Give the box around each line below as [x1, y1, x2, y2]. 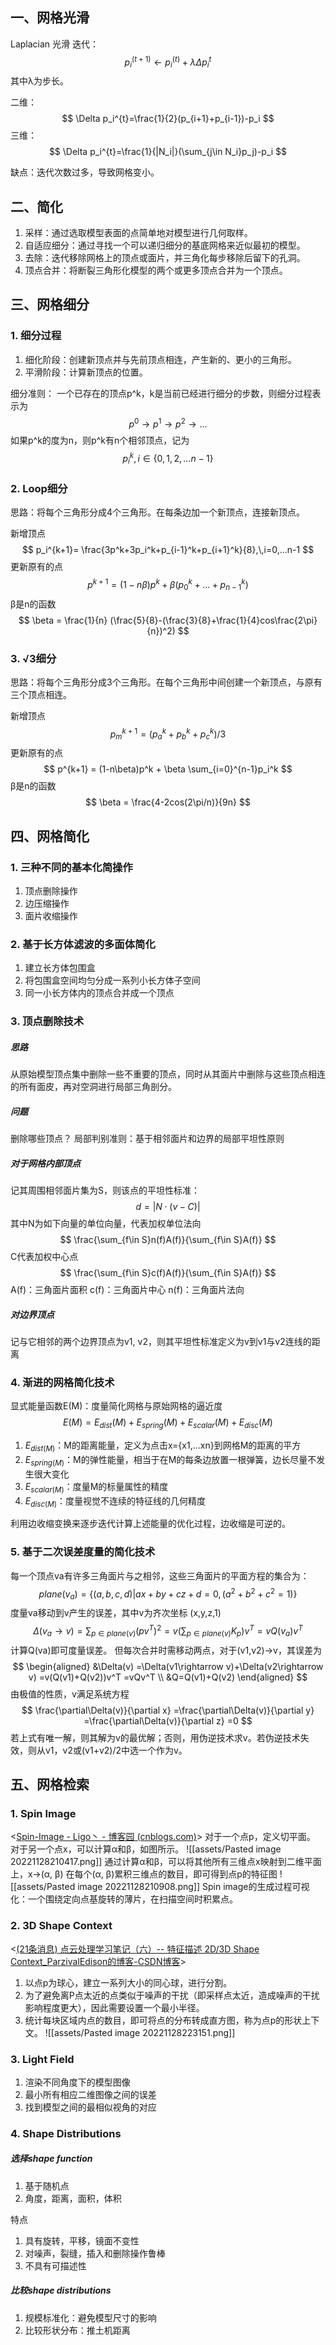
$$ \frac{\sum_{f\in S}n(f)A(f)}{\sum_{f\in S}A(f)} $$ [59, 1234, 277, 1246]
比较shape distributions [10, 2284, 112, 2297]
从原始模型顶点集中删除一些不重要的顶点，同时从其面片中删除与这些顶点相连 [10, 1068, 326, 1080]
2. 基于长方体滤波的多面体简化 [10, 937, 156, 951]
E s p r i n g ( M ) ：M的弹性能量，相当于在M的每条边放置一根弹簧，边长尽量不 [24, 1454, 317, 1468]
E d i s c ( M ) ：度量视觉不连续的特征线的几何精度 [24, 1494, 207, 1509]
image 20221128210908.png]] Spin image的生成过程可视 [77, 1881, 310, 1893]
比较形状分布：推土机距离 [24, 2324, 131, 2336]
